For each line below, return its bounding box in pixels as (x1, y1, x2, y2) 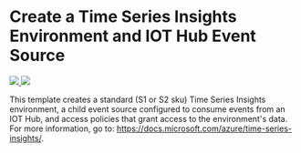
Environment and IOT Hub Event (9, 25, 257, 46)
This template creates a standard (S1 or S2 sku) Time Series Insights (9, 94, 266, 105)
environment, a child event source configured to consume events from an (9, 103, 285, 115)
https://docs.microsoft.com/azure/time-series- (116, 123, 292, 134)
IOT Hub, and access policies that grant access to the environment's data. (9, 113, 288, 124)
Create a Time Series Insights (9, 6, 237, 27)
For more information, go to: (9, 123, 115, 134)
